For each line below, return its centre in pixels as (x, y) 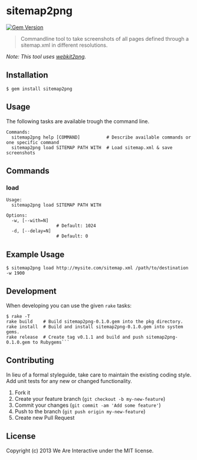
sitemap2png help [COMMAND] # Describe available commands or (101, 137)
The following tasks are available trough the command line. (78, 121)
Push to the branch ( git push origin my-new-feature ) (80, 411)
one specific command (33, 142)
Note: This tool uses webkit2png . (46, 56)
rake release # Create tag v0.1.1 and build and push (75, 337)
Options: (17, 215)
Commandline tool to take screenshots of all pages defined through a (105, 38)
